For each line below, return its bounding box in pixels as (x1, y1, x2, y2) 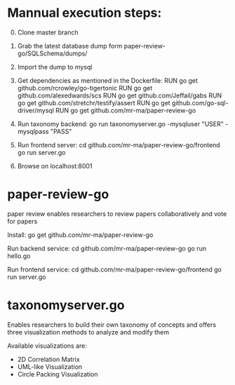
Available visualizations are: (7, 342, 88, 350)
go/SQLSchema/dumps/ (17, 49, 88, 58)
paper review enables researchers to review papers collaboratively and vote (7, 209, 227, 218)
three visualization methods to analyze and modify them (7, 327, 170, 336)
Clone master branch (17, 28, 79, 36)
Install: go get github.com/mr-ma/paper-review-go (7, 230, 154, 239)
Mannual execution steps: (7, 5, 162, 21)
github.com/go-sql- (171, 98, 229, 107)
